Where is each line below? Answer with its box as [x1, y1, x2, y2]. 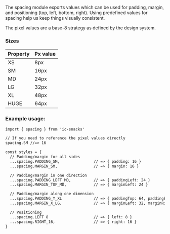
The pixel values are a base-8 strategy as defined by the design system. [5, 25, 156, 31]
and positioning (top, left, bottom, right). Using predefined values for [5, 10, 148, 16]
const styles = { [5, 150, 42, 155]
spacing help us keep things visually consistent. [5, 15, 105, 21]
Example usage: [5, 115, 46, 122]
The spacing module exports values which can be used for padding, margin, [5, 5, 164, 10]
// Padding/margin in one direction [10, 173, 87, 178]
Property [8, 51, 30, 58]
